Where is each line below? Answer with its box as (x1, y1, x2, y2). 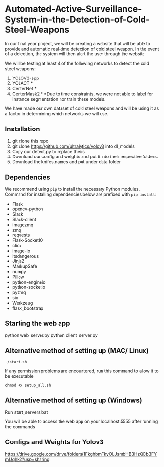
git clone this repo (12, 138, 49, 144)
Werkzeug (12, 300, 33, 306)
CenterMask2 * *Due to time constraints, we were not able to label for (12, 91, 153, 97)
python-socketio (12, 284, 45, 290)
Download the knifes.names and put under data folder (12, 158, 121, 165)
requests (12, 232, 30, 238)
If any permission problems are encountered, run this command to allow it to (5, 368, 159, 374)
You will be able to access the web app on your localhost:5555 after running (5, 418, 158, 424)
